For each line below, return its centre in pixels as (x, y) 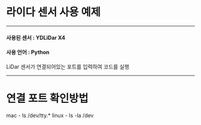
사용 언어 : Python (28, 52)
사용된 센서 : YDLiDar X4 (36, 37)
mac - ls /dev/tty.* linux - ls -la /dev (50, 115)
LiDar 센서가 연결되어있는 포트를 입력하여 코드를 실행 (68, 67)
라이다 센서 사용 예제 (53, 12)
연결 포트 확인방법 (47, 98)
